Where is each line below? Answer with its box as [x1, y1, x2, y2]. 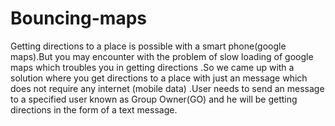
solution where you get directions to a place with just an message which [10, 72, 308, 84]
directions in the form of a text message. [10, 103, 178, 116]
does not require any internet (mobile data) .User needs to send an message [10, 82, 325, 94]
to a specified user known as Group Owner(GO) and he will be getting [10, 93, 298, 105]
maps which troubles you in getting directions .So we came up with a [10, 61, 295, 73]
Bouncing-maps [10, 7, 147, 30]
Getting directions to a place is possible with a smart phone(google [10, 40, 287, 52]
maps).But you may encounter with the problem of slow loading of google [10, 50, 314, 62]
